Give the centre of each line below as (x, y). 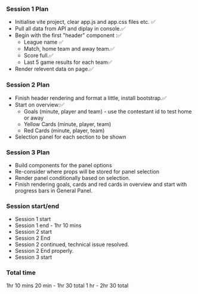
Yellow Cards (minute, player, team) (67, 124)
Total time (21, 272)
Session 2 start (33, 232)
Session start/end (33, 206)
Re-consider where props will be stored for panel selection (87, 171)
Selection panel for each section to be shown (70, 137)
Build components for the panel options (63, 165)
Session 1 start (33, 219)
